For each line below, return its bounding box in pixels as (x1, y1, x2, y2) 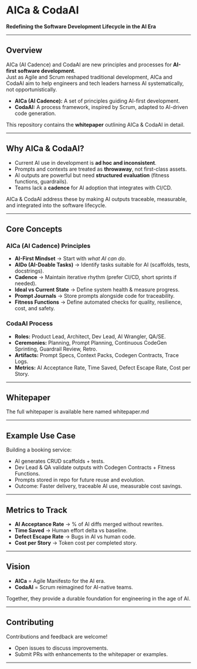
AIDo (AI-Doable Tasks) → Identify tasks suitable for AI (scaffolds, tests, (14, 262, 191, 269)
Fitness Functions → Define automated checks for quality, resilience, (14, 298, 182, 305)
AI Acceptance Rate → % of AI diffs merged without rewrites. (14, 520, 164, 528)
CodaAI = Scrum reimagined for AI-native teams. (14, 583, 133, 590)
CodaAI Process (6, 320, 53, 328)
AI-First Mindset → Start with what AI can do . (14, 255, 126, 262)
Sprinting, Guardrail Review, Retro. (14, 345, 98, 352)
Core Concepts (6, 224, 63, 234)
